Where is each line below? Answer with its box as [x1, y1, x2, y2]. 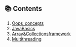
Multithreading [11, 36, 42, 42]
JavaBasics [11, 25, 36, 31]
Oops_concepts [11, 20, 44, 26]
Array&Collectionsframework [11, 31, 71, 37]
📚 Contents [4, 4, 42, 13]
